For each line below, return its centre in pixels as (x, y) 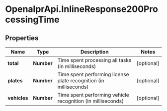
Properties (22, 38)
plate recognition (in (81, 81)
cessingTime (32, 20)
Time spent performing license (93, 74)
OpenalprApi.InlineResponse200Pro (82, 9)
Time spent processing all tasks (94, 60)
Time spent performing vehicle (93, 95)
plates (15, 81)
